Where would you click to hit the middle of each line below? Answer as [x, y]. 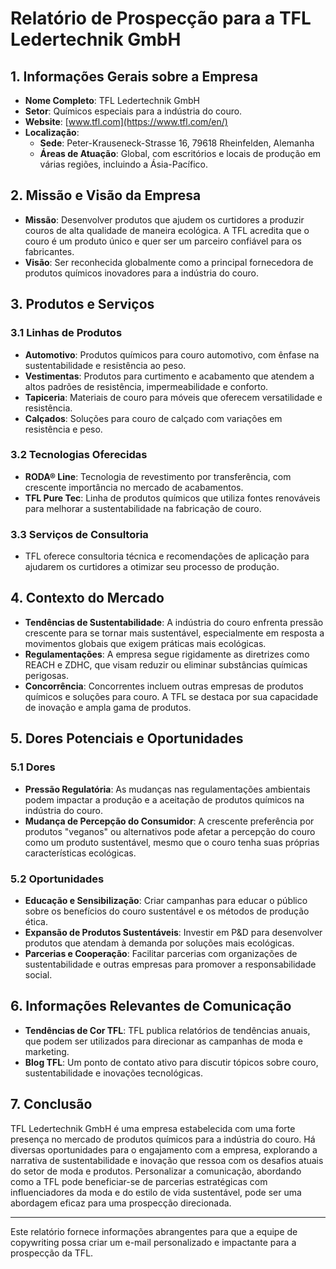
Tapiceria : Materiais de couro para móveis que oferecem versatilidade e [173, 397]
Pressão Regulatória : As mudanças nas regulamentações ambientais [167, 789]
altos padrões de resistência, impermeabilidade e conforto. [146, 386]
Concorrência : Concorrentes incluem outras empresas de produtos [164, 686]
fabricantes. [49, 251]
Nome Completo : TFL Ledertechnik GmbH [112, 100]
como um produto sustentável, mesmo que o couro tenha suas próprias [172, 842]
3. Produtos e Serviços [82, 304]
